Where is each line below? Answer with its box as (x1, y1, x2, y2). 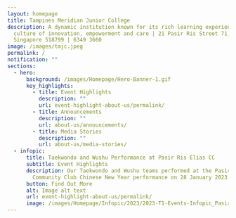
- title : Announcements (32, 108, 102, 115)
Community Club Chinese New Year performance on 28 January (32, 174, 212, 181)
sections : (7, 63, 37, 70)
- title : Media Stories (32, 128, 102, 135)
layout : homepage (7, 10, 58, 18)
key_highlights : (25, 82, 74, 89)
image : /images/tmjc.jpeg (7, 43, 83, 50)
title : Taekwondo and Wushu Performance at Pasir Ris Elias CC (25, 154, 216, 162)
